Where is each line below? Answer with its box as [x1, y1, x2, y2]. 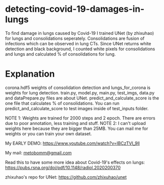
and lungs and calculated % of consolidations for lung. [5, 51, 116, 57]
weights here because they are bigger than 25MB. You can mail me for [5, 125, 148, 131]
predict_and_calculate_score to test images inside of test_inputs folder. [5, 105, 149, 111]
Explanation [5, 68, 55, 80]
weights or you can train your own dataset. [5, 130, 92, 136]
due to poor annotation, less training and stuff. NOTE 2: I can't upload [5, 120, 146, 126]
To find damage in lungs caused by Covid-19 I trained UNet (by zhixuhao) [5, 30, 154, 36]
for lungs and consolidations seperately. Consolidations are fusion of [5, 35, 145, 41]
